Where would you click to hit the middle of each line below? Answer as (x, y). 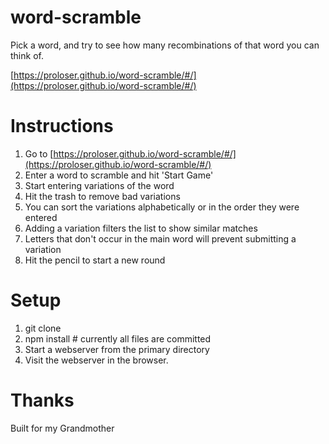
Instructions (62, 126)
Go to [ (39, 153)
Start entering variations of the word (99, 185)
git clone (43, 328)
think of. (27, 55)
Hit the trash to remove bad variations (102, 196)
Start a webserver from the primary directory (117, 349)
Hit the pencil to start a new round (95, 260)
